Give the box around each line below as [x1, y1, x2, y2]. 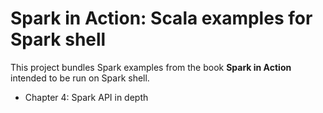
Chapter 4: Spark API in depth [24, 91, 149, 103]
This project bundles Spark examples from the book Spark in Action [10, 61, 292, 73]
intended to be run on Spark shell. [10, 72, 150, 84]
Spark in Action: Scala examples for [10, 7, 313, 30]
